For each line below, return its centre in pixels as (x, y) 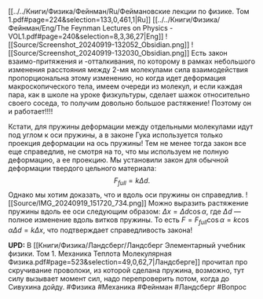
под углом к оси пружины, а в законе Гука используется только (116, 135)
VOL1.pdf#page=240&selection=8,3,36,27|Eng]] (86, 36)
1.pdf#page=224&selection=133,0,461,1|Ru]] (80, 20)
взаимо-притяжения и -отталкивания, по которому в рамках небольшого (132, 61)
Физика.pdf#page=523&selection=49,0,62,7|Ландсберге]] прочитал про (128, 261)
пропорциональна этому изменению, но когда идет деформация (117, 78)
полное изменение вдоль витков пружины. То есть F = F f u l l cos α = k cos (129, 221)
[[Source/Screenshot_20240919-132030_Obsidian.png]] (99, 53)
